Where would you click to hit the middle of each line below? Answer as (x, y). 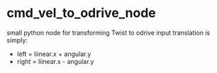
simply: (17, 40)
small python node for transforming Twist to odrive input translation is (108, 33)
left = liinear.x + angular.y (54, 54)
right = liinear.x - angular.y (55, 61)
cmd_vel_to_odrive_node (82, 13)
